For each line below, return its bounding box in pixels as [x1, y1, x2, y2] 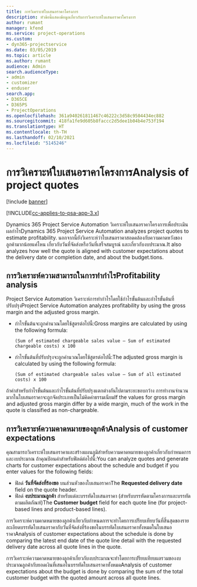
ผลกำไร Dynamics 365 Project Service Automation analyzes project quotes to [6, 227, 189, 235]
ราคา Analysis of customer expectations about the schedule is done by [6, 530, 173, 537]
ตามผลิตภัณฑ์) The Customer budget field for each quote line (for [14, 499, 167, 506]
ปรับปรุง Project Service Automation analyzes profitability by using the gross [6, 302, 186, 309]
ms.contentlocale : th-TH [6, 129, 67, 136]
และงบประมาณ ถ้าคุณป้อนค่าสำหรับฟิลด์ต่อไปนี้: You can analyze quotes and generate [6, 455, 189, 463]
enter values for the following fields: [6, 468, 94, 475]
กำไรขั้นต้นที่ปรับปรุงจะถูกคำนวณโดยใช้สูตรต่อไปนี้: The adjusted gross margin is [14, 354, 183, 361]
